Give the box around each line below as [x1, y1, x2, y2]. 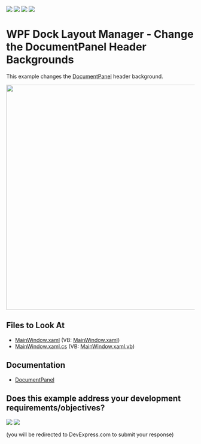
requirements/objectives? [6, 403, 105, 413]
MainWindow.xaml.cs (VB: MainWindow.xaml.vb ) [14, 343, 135, 350]
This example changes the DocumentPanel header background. [6, 73, 163, 80]
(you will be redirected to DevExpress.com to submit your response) [6, 431, 174, 438]
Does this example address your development [6, 393, 181, 403]
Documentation [6, 360, 66, 370]
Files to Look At [6, 320, 65, 331]
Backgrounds [6, 53, 74, 67]
